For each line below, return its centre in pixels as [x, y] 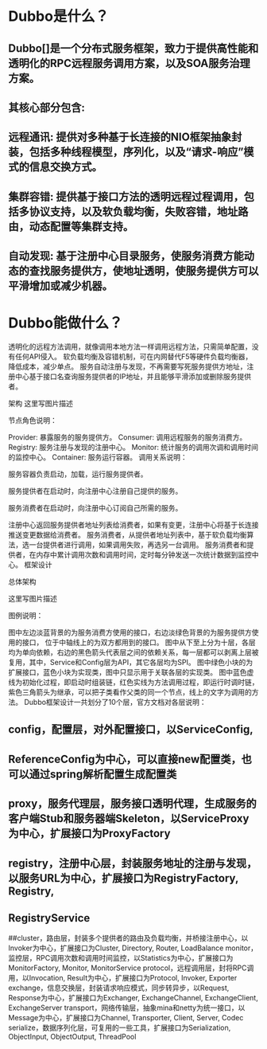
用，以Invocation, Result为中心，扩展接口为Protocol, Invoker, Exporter [123, 978]
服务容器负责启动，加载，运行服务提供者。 [78, 474]
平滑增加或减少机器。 [60, 286]
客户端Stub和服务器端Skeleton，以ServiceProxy [129, 818]
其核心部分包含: [47, 107]
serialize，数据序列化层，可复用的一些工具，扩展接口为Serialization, [120, 1027]
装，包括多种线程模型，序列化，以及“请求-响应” [126, 152]
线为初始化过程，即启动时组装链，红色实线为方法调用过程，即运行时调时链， [133, 683]
